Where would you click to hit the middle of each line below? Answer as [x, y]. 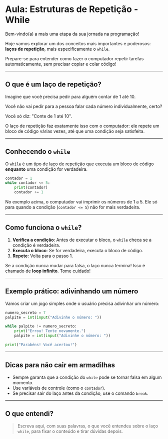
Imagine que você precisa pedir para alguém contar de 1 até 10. [70, 96]
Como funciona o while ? [43, 228]
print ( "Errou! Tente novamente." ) [50, 331]
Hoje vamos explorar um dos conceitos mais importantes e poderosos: [78, 43]
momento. [23, 382]
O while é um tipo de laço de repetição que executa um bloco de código [79, 164]
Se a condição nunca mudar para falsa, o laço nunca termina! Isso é [75, 265]
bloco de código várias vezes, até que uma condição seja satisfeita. [75, 131]
